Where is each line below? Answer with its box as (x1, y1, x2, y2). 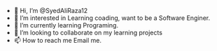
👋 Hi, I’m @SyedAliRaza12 (13, 7, 88, 14)
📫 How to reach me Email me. (13, 37, 102, 44)
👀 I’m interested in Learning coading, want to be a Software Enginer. (13, 14, 211, 22)
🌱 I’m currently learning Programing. (13, 21, 119, 29)
